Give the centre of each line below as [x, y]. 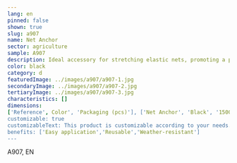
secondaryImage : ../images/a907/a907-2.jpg [72, 86]
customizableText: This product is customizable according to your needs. [120, 125]
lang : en [20, 14]
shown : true [25, 27]
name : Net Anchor [33, 40]
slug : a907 [23, 34]
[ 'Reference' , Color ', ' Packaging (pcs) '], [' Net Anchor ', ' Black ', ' [113, 112]
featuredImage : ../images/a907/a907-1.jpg [71, 79]
